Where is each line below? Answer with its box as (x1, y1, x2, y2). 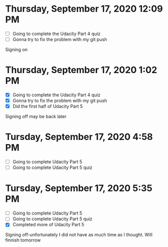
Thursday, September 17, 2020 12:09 (5, 3, 163, 15)
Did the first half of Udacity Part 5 (12, 103, 83, 110)
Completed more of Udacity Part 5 (12, 222, 85, 228)
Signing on (5, 47, 28, 53)
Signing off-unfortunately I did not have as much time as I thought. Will (5, 232, 153, 238)
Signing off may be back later (5, 114, 67, 120)
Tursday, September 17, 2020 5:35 (5, 183, 153, 194)
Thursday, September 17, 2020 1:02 (5, 64, 157, 76)
